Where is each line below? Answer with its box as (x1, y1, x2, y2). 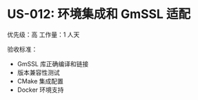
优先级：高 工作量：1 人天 (7, 30, 80, 39)
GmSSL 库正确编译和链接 (17, 59, 89, 68)
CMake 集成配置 (17, 77, 63, 85)
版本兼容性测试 (17, 68, 60, 77)
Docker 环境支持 (17, 86, 64, 94)
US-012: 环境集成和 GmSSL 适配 (7, 6, 191, 22)
